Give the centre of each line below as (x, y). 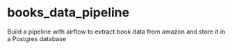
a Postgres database (37, 38)
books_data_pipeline (68, 13)
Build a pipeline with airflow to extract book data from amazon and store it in (116, 32)
